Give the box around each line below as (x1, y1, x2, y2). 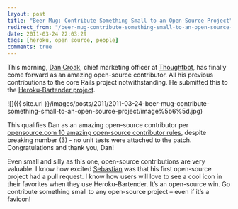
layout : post (7, 10, 46, 18)
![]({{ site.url (7, 100, 43, 107)
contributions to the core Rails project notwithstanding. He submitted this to (7, 78, 228, 86)
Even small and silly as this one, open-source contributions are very (7, 157, 205, 166)
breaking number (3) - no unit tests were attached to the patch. (7, 136, 192, 144)
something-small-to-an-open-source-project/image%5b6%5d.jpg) (7, 107, 203, 115)
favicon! (7, 195, 31, 203)
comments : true (7, 43, 52, 50)
